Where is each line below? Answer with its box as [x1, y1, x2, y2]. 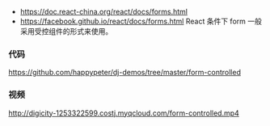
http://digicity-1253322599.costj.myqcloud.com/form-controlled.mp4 [8, 108, 240, 118]
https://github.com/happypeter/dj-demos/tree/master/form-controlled [8, 68, 241, 78]
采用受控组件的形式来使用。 [19, 27, 113, 36]
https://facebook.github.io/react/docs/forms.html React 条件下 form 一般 [19, 16, 263, 26]
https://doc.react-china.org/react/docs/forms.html [19, 7, 188, 16]
